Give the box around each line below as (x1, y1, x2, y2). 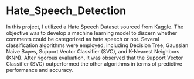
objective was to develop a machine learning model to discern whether (6, 29, 178, 36)
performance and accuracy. (6, 66, 73, 73)
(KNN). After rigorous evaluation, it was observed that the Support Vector (6, 54, 183, 61)
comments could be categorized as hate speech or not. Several (6, 35, 159, 42)
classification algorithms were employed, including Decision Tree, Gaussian (6, 42, 189, 49)
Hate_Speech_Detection (6, 4, 127, 17)
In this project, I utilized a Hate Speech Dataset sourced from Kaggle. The (6, 23, 183, 30)
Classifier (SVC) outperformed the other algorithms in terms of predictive (6, 60, 183, 67)
